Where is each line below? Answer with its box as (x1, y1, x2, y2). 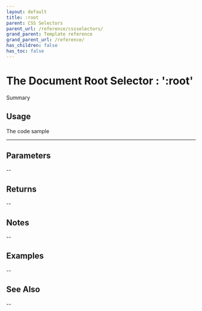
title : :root (6, 14, 39, 20)
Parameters (6, 150, 51, 160)
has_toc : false (6, 48, 44, 54)
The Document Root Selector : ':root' (6, 74, 194, 87)
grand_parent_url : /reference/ (6, 37, 85, 43)
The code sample (6, 127, 50, 134)
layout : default (6, 8, 47, 15)
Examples (6, 251, 44, 261)
